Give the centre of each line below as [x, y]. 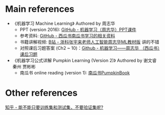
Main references [40, 9]
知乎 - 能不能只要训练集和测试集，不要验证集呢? [54, 107]
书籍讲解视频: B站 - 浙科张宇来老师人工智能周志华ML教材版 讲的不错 [89, 42]
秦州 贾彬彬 [24, 66]
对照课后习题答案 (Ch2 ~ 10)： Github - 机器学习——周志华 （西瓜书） [90, 48]
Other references [41, 93]
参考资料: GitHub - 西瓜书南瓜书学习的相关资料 [67, 36]
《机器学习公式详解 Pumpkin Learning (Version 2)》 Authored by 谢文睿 [84, 60]
